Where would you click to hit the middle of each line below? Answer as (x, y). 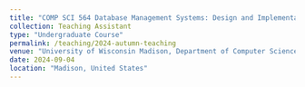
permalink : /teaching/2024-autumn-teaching (93, 43)
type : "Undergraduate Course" (67, 34)
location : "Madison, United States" (79, 69)
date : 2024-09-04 (42, 60)
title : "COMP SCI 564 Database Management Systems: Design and (132, 18)
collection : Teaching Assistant (70, 26)
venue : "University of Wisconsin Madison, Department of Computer (138, 52)
